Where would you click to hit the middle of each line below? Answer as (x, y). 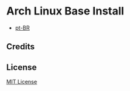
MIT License (22, 82)
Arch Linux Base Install (65, 11)
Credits (21, 47)
